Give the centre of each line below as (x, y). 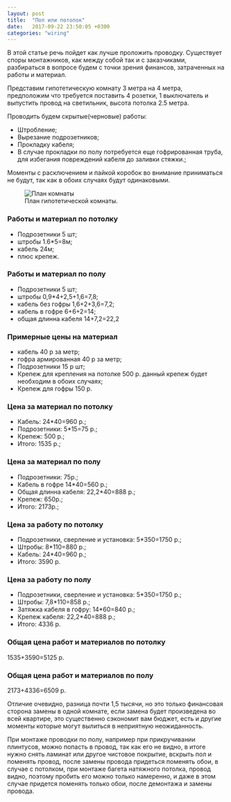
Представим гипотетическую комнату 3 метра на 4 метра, (95, 88)
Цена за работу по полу (49, 579)
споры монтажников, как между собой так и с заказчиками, (97, 60)
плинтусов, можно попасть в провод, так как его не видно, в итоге (106, 746)
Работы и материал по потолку (63, 219)
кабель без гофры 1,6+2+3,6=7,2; (66, 304)
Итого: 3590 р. (39, 562)
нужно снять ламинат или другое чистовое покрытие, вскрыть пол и (109, 754)
